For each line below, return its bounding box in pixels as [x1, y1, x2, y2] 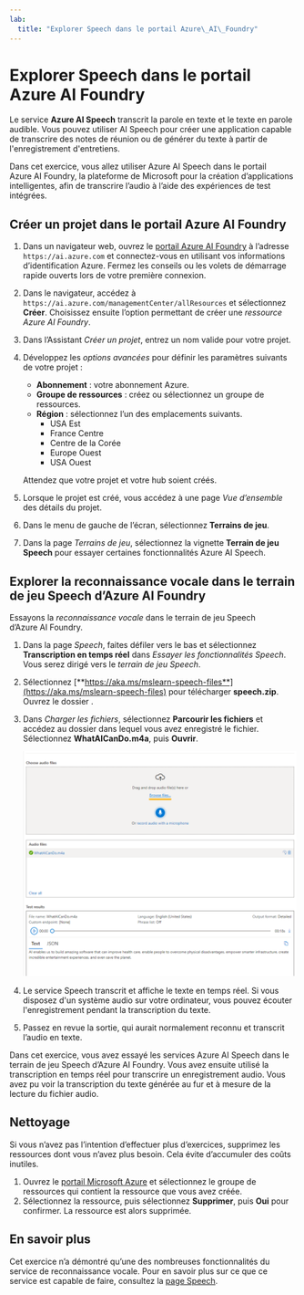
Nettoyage [9, 1114, 71, 1131]
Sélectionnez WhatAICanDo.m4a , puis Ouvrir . [22, 733, 198, 744]
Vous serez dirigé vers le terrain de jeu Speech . [22, 659, 201, 670]
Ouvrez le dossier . [22, 696, 94, 707]
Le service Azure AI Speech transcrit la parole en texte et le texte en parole [9, 114, 293, 125]
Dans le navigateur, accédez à [22, 287, 137, 298]
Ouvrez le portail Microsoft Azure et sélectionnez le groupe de [22, 1175, 257, 1186]
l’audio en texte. [22, 1031, 83, 1042]
